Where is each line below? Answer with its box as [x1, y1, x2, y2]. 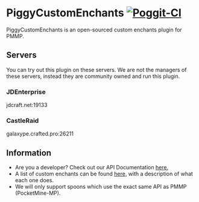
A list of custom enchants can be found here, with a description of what [14, 170, 193, 178]
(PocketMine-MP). [14, 189, 61, 197]
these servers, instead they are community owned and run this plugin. [6, 73, 180, 80]
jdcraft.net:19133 [6, 102, 48, 109]
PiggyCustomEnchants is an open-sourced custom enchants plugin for [6, 26, 182, 33]
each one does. [14, 177, 54, 184]
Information [6, 148, 52, 158]
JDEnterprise [6, 88, 46, 96]
